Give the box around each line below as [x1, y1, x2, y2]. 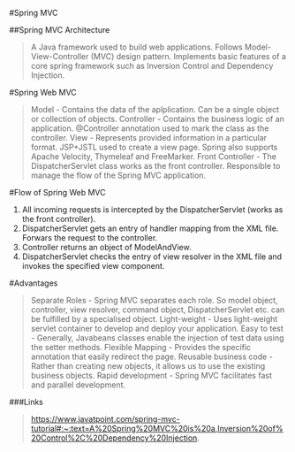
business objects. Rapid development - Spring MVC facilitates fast [30, 371, 272, 380]
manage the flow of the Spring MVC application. [30, 170, 206, 180]
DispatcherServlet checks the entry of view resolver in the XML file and [21, 251, 283, 262]
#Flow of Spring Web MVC [9, 188, 106, 197]
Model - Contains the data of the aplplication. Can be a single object [30, 104, 280, 114]
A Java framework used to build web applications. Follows [30, 42, 243, 52]
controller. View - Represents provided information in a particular [30, 133, 268, 142]
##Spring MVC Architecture [9, 25, 110, 34]
